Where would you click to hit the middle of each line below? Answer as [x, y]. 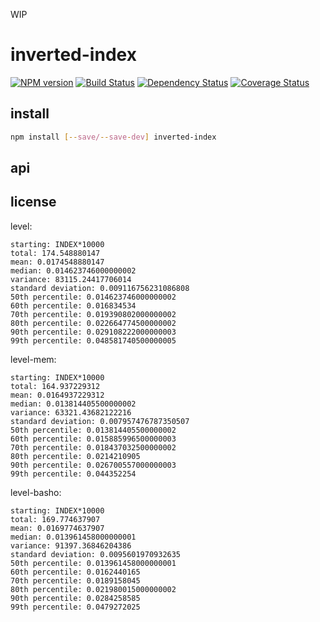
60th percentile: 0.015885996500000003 [93, 439]
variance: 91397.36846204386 [71, 545]
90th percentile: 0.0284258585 [75, 598]
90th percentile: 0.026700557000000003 [93, 465]
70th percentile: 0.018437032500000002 [93, 447]
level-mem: [33, 359]
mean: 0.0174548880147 [57, 262]
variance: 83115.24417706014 [71, 279]
